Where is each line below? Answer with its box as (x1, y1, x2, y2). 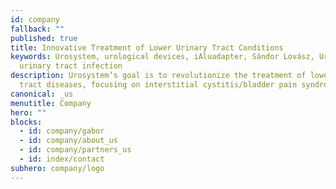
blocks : (10, 117, 43, 127)
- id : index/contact (19, 154, 105, 164)
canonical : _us (10, 89, 74, 99)
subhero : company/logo (10, 163, 105, 173)
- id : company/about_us (19, 136, 118, 146)
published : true (10, 33, 78, 43)
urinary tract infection (19, 61, 123, 71)
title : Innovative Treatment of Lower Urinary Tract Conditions (10, 42, 284, 53)
